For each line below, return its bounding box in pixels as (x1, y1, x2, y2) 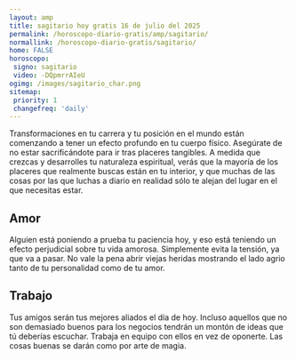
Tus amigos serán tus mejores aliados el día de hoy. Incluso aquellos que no (9, 312, 288, 323)
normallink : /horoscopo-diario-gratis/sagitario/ (9, 37, 197, 47)
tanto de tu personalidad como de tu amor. (9, 263, 166, 274)
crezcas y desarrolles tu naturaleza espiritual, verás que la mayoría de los (9, 156, 278, 167)
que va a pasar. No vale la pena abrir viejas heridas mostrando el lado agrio (9, 253, 286, 264)
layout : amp (9, 12, 53, 22)
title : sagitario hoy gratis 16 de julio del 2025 (9, 21, 201, 30)
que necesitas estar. (9, 185, 84, 196)
